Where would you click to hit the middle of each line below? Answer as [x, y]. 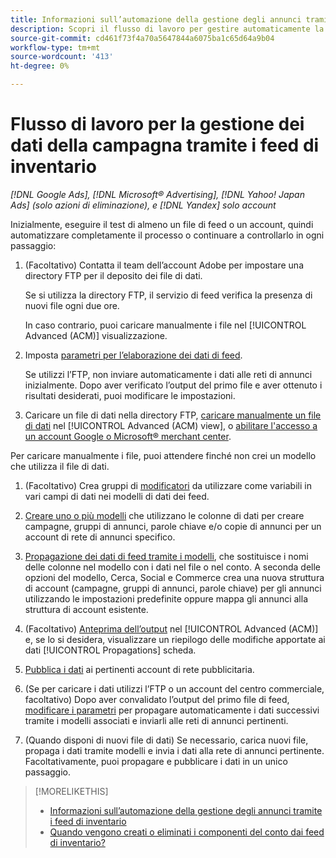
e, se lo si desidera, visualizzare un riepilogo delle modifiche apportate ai [175, 639]
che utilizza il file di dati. [60, 466]
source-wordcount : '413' [62, 57]
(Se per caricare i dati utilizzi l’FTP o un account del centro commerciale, [174, 688]
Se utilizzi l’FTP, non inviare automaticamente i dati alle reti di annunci [168, 374]
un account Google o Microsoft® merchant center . [128, 436]
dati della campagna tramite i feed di [165, 145]
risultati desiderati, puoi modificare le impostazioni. [130, 395]
